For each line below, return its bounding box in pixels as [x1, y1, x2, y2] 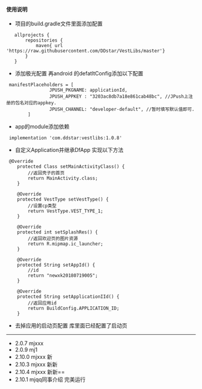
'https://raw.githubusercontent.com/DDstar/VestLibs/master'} [6, 48, 165, 54]
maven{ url [35, 43, 63, 49]
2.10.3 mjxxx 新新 [14, 361, 58, 368]
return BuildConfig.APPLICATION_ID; [28, 305, 120, 312]
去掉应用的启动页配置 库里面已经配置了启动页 [14, 322, 127, 329]
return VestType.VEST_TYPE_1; [28, 208, 103, 214]
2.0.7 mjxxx [14, 340, 44, 347]
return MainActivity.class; [28, 176, 98, 182]
